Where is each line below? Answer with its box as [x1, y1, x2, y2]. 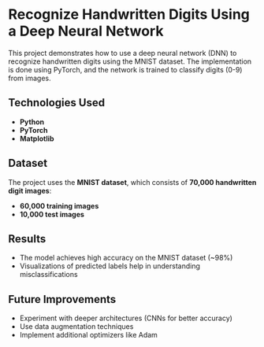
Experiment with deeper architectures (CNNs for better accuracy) [19, 313, 232, 323]
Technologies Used [8, 96, 105, 109]
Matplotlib [19, 134, 54, 143]
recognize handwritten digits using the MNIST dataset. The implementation [8, 57, 252, 66]
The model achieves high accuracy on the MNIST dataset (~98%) [19, 253, 233, 263]
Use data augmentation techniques [19, 322, 134, 331]
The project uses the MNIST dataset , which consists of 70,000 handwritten [8, 177, 257, 186]
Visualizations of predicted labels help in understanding [19, 261, 201, 271]
